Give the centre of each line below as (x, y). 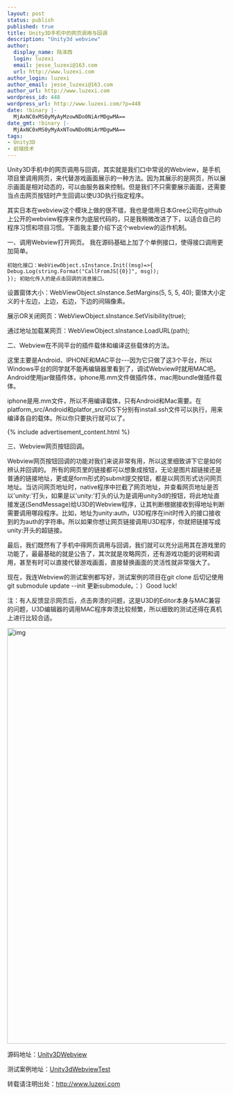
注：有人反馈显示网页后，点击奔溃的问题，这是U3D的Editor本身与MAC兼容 (114, 601)
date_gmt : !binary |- (38, 123)
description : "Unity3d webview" (54, 40)
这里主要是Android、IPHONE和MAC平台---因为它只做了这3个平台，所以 (110, 360)
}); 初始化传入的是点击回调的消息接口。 (57, 279)
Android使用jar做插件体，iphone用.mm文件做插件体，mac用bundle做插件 (112, 377)
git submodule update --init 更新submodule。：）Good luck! (92, 586)
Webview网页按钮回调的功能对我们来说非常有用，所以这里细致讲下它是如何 (114, 461)
